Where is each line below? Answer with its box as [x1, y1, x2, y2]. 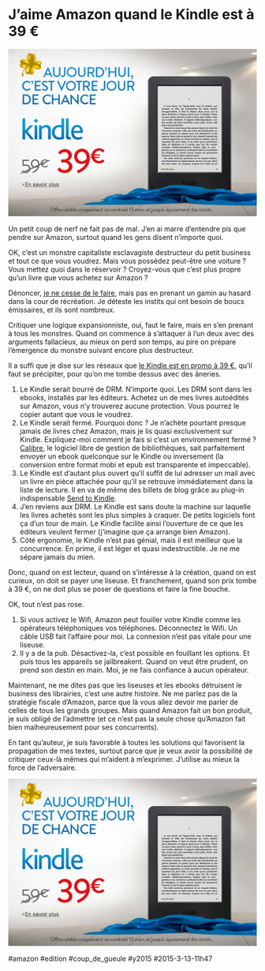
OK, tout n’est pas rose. [8, 600, 84, 609]
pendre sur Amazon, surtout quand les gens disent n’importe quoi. [8, 233, 224, 242]
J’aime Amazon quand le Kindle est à [8, 6, 255, 24]
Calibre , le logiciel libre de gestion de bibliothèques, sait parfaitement [19, 444, 245, 453]
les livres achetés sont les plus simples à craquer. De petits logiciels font [19, 511, 256, 520]
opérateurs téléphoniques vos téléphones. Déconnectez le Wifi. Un [19, 624, 238, 633]
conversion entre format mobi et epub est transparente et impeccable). [19, 460, 251, 470]
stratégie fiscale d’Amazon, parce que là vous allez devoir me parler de [8, 697, 239, 707]
